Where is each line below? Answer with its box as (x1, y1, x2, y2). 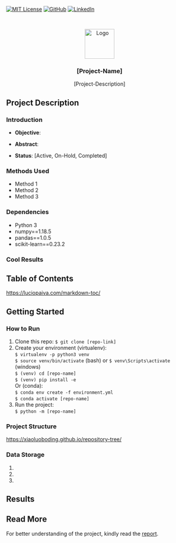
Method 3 (14, 193, 39, 200)
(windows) (14, 363, 41, 370)
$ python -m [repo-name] (14, 409, 76, 415)
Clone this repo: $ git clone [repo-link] (14, 338, 117, 345)
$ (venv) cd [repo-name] (14, 371, 76, 376)
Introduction (6, 115, 43, 124)
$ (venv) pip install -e (14, 377, 76, 383)
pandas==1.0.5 (14, 234, 52, 241)
